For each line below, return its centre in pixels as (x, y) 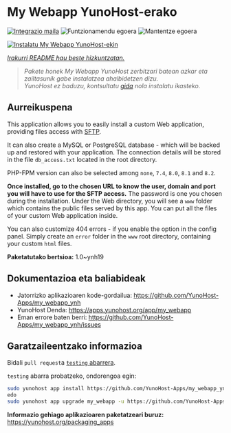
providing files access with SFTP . (54, 131)
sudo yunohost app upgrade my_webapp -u (66, 402)
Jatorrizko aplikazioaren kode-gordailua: (75, 295)
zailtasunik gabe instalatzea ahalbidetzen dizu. (91, 78)
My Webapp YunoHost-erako (92, 12)
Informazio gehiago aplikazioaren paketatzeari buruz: (86, 415)
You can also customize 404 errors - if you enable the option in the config (112, 229)
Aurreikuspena (40, 108)
